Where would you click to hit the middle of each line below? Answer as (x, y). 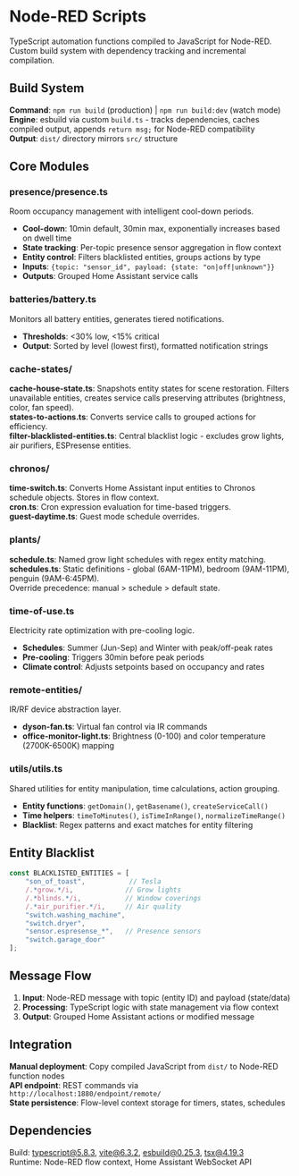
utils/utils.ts (36, 769)
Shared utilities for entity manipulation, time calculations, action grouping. (145, 788)
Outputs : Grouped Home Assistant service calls (110, 276)
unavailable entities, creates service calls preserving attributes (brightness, (147, 398)
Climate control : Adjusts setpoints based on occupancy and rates (143, 666)
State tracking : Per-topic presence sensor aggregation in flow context (152, 248)
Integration (41, 1045)
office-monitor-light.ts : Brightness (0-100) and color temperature (144, 736)
